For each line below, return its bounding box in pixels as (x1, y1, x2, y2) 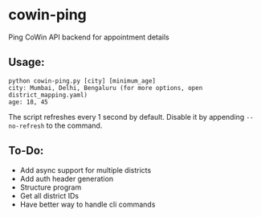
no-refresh (8, 122, 45, 130)
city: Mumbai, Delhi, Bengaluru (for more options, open (8, 84, 203, 92)
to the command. (46, 121, 103, 130)
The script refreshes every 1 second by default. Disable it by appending (8, 112, 245, 121)
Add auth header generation (19, 174, 114, 183)
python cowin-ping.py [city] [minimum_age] (8, 76, 157, 85)
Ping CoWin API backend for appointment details (8, 32, 170, 42)
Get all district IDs (19, 190, 80, 200)
